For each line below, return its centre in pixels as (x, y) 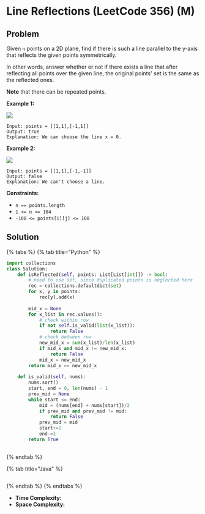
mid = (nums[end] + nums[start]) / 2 (84, 405)
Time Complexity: (39, 497)
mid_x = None (45, 308)
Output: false (24, 176)
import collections (31, 263)
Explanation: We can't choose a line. (56, 182)
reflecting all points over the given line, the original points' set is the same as (103, 73)
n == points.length (40, 206)
